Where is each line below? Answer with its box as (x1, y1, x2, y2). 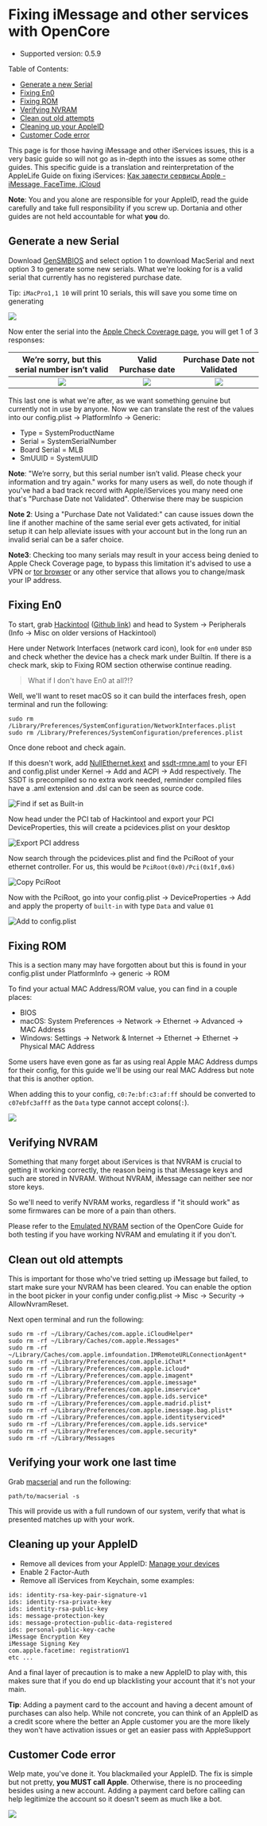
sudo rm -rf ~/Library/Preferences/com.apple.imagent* (8, 1372, 194, 1380)
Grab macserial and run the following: (8, 1477, 131, 1486)
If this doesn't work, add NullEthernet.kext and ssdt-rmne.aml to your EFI (8, 758, 248, 767)
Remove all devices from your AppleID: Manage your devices (19, 1558, 220, 1568)
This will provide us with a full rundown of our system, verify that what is (8, 1506, 246, 1515)
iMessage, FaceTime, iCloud (8, 179, 101, 188)
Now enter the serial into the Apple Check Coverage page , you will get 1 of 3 (8, 326, 258, 336)
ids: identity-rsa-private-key (8, 1598, 112, 1606)
